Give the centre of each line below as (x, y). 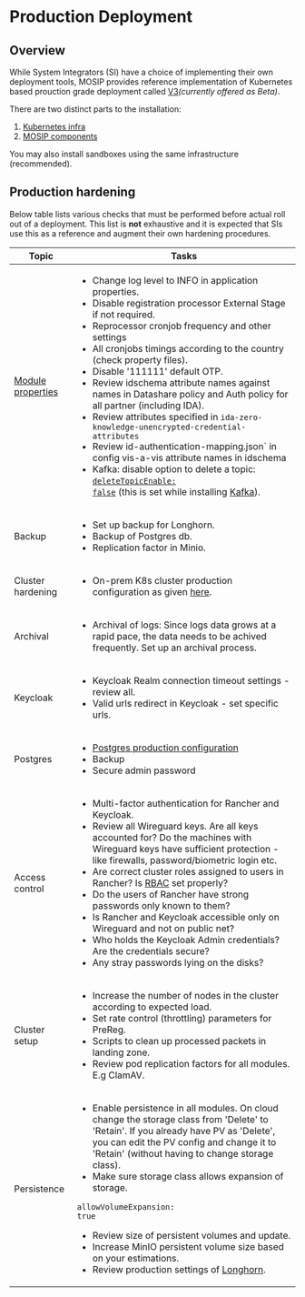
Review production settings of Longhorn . (179, 1269)
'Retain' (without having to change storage (183, 1153)
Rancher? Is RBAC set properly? (160, 882)
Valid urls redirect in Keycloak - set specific (185, 703)
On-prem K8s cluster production (162, 580)
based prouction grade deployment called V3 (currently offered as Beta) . (145, 91)
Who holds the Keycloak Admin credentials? (186, 940)
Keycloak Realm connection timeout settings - (191, 680)
